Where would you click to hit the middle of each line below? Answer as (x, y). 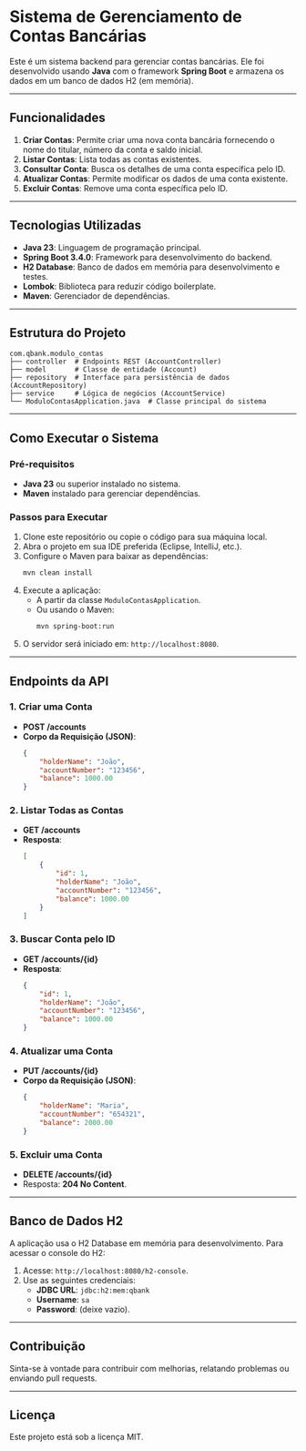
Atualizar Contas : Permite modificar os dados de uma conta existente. (155, 179)
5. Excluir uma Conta (56, 1154)
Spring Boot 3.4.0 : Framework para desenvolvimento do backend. (148, 257)
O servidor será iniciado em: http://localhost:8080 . (121, 644)
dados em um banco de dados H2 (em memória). (102, 80)
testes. (35, 276)
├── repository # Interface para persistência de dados (120, 378)
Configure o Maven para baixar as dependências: (115, 557)
